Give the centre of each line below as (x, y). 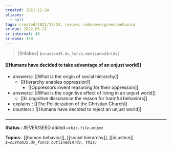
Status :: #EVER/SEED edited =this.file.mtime (54, 128)
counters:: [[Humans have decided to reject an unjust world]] (77, 109)
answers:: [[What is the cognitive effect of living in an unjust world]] (84, 93)
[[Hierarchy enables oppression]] (55, 82)
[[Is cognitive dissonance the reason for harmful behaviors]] (84, 99)
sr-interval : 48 (23, 34)
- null (17, 20)
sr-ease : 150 (19, 39)
